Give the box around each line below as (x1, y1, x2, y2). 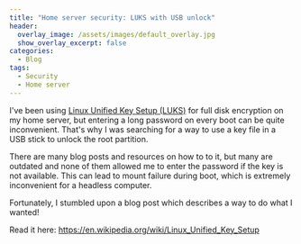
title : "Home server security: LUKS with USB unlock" (9, 13, 216, 23)
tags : (9, 64, 30, 73)
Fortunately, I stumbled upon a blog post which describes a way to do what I (9, 197, 293, 208)
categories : (9, 47, 54, 56)
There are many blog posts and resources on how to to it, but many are (9, 150, 273, 162)
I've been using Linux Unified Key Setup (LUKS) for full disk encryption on (9, 104, 284, 115)
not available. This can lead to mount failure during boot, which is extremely (9, 170, 291, 181)
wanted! (9, 206, 40, 217)
